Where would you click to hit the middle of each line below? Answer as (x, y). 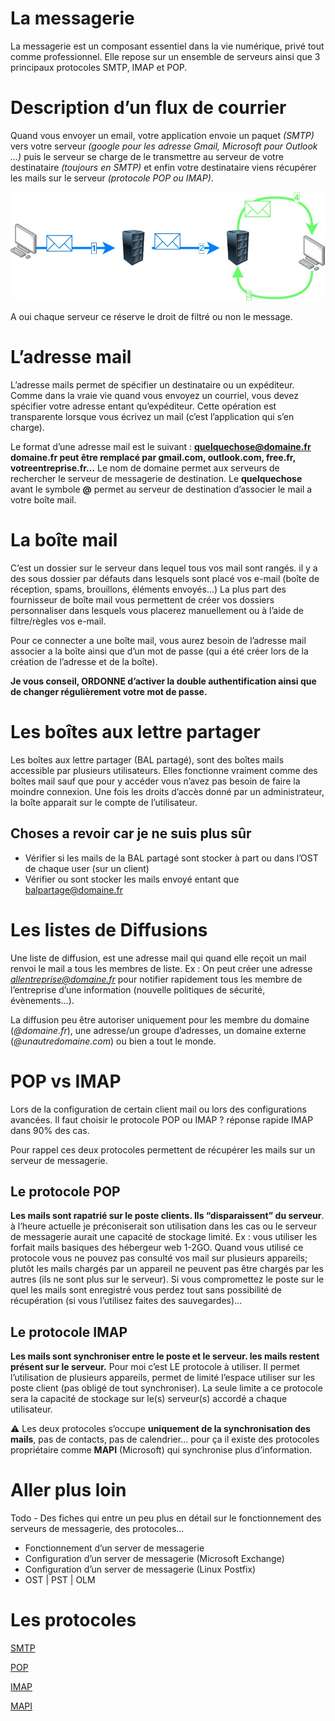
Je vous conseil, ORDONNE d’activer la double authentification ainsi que (163, 681)
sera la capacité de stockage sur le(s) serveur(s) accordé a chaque (149, 1399)
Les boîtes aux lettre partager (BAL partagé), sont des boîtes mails (147, 759)
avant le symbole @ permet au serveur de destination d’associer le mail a (161, 489)
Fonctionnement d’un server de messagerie (114, 1548)
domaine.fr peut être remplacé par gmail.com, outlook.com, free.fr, (153, 457)
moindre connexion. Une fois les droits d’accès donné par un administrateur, (167, 791)
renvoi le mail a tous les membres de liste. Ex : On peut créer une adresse (161, 968)
